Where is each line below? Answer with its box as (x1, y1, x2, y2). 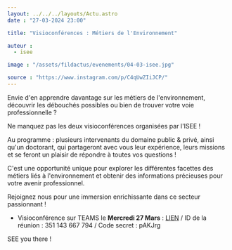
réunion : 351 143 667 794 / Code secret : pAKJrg (17, 221, 161, 229)
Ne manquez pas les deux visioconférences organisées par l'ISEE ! (7, 121, 201, 130)
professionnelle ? (7, 108, 58, 117)
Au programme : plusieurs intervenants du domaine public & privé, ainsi (7, 135, 214, 144)
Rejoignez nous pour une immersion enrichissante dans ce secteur (7, 192, 200, 201)
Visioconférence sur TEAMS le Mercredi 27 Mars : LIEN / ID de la (17, 213, 207, 222)
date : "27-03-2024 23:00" (7, 17, 86, 24)
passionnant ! (7, 199, 47, 208)
